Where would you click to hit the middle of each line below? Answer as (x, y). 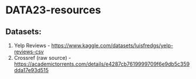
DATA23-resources (53, 10)
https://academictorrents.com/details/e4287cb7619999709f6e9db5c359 (102, 64)
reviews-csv (29, 52)
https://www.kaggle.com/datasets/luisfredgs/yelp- (112, 45)
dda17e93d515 (31, 70)
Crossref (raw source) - (42, 58)
